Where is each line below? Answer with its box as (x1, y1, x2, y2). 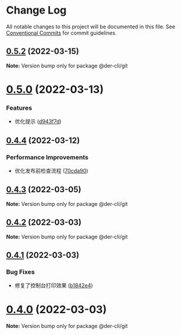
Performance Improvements (6, 153, 89, 161)
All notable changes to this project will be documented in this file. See (6, 23, 176, 30)
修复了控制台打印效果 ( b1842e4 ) (14, 282, 93, 289)
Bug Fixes (6, 268, 35, 276)
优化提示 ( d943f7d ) (14, 118, 62, 125)
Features (6, 104, 32, 112)
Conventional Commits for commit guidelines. (6, 29, 117, 36)
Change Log (6, 4, 67, 17)
